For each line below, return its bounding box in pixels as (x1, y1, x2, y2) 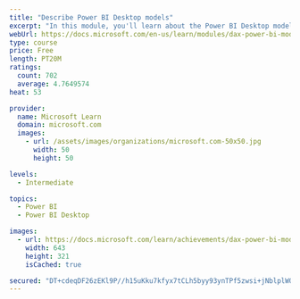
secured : (9, 276, 42, 286)
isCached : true (25, 260, 82, 269)
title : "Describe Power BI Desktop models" (9, 12, 174, 22)
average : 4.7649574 (17, 79, 90, 88)
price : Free (9, 46, 54, 55)
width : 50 (32, 145, 70, 154)
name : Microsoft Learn (17, 112, 102, 121)
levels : (9, 170, 38, 179)
